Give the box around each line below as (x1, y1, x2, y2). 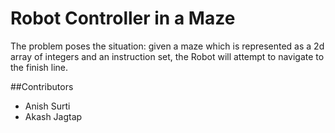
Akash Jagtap (24, 110, 83, 122)
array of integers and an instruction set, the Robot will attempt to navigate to (10, 50, 325, 62)
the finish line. (10, 61, 69, 73)
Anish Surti (24, 100, 71, 112)
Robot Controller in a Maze (10, 7, 236, 30)
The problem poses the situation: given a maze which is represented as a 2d (10, 40, 325, 52)
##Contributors (10, 80, 74, 92)
